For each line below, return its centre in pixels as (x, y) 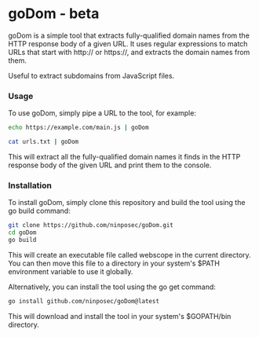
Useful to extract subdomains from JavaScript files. (91, 75)
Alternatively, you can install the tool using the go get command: (112, 287)
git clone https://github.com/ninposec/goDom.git (91, 225)
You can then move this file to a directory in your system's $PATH (114, 263)
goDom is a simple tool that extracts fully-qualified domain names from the (129, 35)
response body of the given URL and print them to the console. (110, 165)
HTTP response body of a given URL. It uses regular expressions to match (128, 43)
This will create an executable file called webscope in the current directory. (129, 255)
